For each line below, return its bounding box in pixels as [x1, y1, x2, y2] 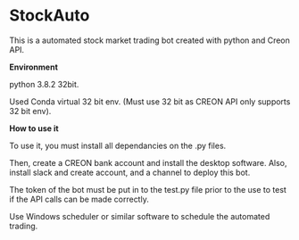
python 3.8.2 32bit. [9, 79, 79, 89]
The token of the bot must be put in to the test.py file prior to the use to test [9, 184, 287, 194]
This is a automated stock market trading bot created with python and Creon [9, 35, 290, 46]
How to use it [9, 122, 60, 134]
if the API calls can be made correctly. [9, 194, 149, 204]
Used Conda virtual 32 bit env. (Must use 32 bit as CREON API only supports [9, 95, 291, 107]
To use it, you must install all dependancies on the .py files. [9, 140, 227, 151]
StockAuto [9, 5, 90, 26]
